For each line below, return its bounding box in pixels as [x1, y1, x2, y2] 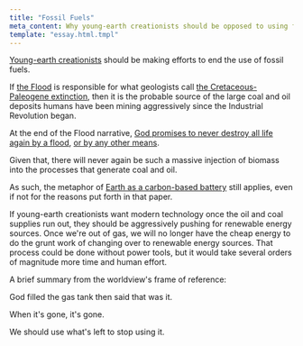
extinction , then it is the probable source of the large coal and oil [50, 91, 291, 102]
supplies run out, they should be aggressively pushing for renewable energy [9, 218, 292, 230]
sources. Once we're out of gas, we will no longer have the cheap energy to [9, 228, 291, 239]
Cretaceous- [210, 82, 258, 93]
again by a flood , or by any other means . [9, 137, 160, 149]
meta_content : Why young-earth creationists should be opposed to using [9, 22, 289, 31]
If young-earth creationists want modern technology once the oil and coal [9, 209, 284, 220]
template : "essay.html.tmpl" [9, 30, 119, 39]
